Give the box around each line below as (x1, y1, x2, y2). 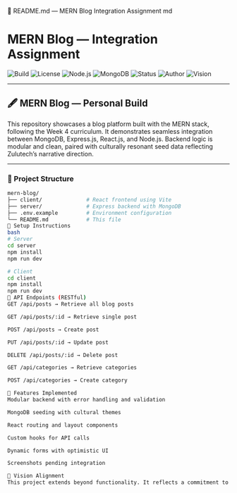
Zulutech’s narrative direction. (7, 149, 94, 158)
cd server (7, 242, 37, 249)
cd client (7, 275, 37, 282)
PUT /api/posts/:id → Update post (7, 339, 109, 346)
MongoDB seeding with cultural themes (7, 408, 121, 416)
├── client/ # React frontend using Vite (7, 196, 172, 204)
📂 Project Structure (7, 173, 74, 183)
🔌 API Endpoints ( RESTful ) (7, 294, 87, 301)
